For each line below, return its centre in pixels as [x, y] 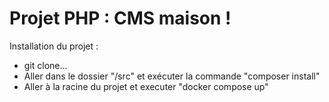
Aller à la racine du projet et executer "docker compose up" [146, 86]
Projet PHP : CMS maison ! [120, 18]
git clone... [45, 65]
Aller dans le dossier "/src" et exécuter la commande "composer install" [172, 76]
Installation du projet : [54, 46]
